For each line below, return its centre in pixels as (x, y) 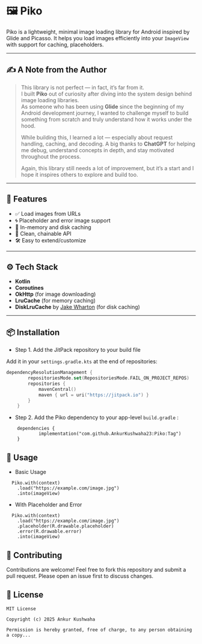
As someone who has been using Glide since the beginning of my (103, 106)
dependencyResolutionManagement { (50, 373)
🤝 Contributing (34, 555)
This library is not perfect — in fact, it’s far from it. (82, 87)
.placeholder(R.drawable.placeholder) (66, 526)
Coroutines (29, 288)
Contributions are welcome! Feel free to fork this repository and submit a (96, 569)
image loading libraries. (50, 100)
